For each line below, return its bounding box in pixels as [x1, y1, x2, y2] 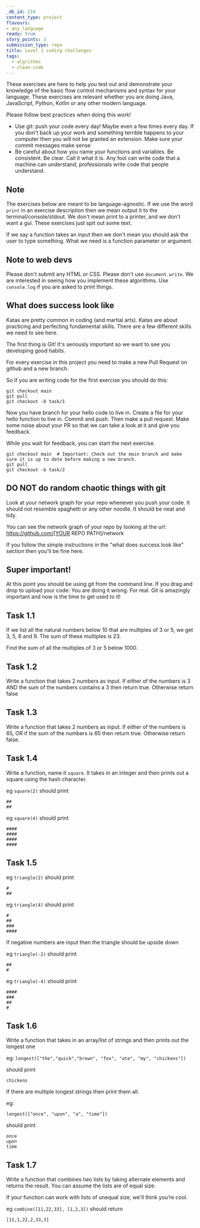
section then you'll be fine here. [6, 547, 84, 554]
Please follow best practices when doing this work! [6, 111, 131, 118]
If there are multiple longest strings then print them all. [6, 1088, 140, 1095]
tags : [6, 53, 20, 59]
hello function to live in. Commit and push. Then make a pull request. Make [6, 415, 189, 422]
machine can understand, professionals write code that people [14, 161, 169, 168]
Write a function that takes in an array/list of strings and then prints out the [6, 1037, 189, 1044]
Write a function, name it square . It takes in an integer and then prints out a [6, 769, 189, 776]
